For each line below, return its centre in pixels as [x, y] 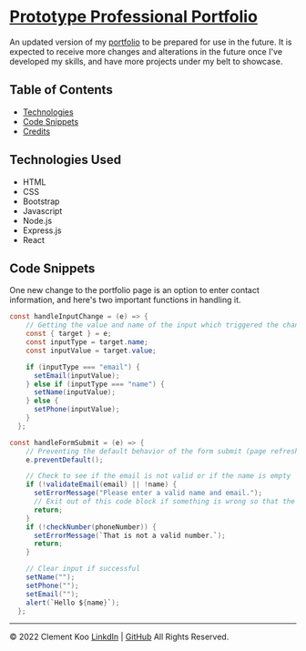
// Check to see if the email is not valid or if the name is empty [158, 476]
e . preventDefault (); [65, 460]
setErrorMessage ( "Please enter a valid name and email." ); [148, 493]
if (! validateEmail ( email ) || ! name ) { [102, 484]
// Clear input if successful [83, 569]
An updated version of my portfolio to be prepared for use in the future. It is [151, 42]
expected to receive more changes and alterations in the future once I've [146, 51]
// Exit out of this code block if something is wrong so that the [164, 502]
